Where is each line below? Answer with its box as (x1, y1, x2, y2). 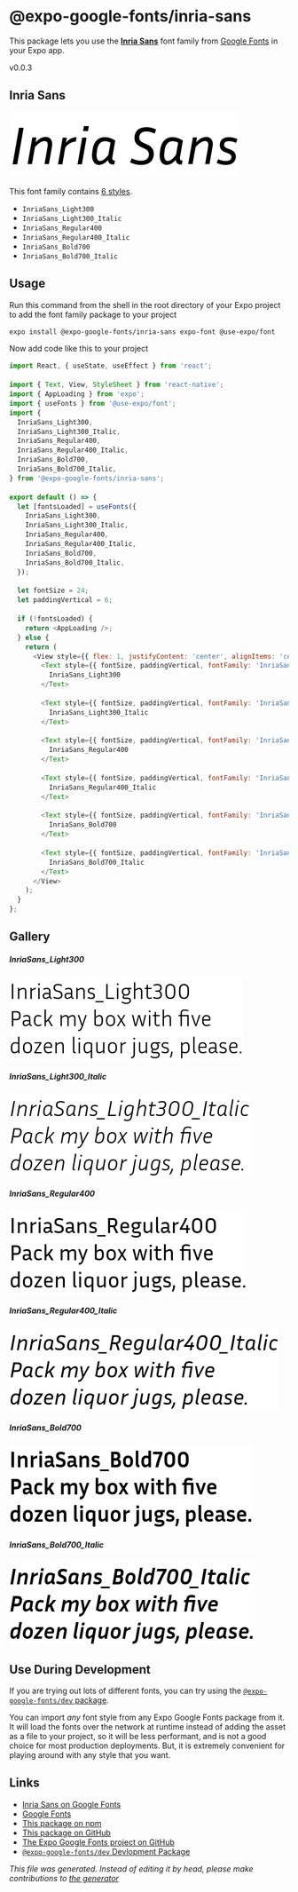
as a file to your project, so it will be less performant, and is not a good (9, 1731, 267, 1742)
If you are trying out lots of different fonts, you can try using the (9, 1685, 242, 1697)
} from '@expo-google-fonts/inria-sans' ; (9, 473, 165, 483)
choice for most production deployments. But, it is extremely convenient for (9, 1740, 286, 1751)
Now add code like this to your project (9, 344, 149, 354)
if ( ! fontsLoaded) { (17, 614, 93, 623)
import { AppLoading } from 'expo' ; (9, 390, 145, 399)
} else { (17, 633, 50, 642)
